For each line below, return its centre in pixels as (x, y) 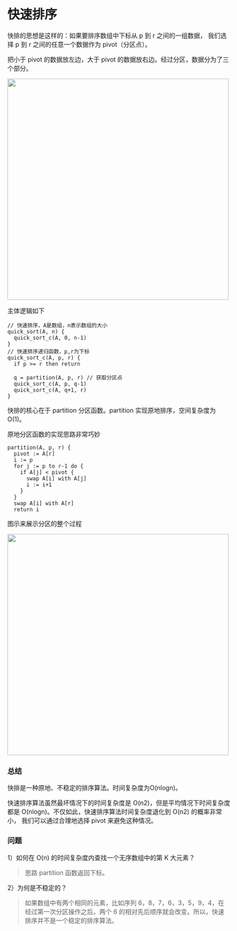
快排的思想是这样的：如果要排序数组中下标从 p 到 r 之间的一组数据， (107, 35)
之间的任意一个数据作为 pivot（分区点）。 (92, 44)
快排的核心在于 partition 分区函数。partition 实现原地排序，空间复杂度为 (112, 410)
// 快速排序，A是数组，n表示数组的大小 (58, 325)
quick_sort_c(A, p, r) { (44, 358)
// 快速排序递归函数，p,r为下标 (48, 351)
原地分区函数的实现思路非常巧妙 (54, 434)
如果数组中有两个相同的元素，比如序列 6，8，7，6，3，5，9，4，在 (125, 903)
